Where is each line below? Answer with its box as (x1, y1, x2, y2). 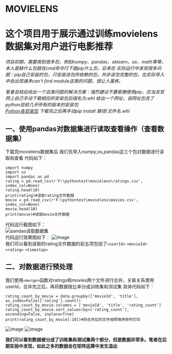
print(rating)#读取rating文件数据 (5, 193, 74, 198)
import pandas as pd (5, 174, 50, 179)
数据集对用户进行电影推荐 (5, 41, 114, 53)
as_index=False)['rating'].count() (5, 298, 81, 303)
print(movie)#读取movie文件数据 (5, 212, 70, 217)
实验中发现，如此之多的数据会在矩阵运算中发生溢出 (9, 343, 118, 349)
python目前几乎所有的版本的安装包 (5, 102, 78, 108)
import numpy (5, 165, 33, 170)
